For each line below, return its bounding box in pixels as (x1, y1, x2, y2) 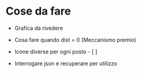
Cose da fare (5, 4, 71, 18)
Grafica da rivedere (14, 24, 63, 32)
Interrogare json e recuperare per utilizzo (14, 60, 118, 67)
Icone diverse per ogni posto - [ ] (14, 47, 98, 55)
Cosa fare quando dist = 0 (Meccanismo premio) (14, 36, 137, 43)
